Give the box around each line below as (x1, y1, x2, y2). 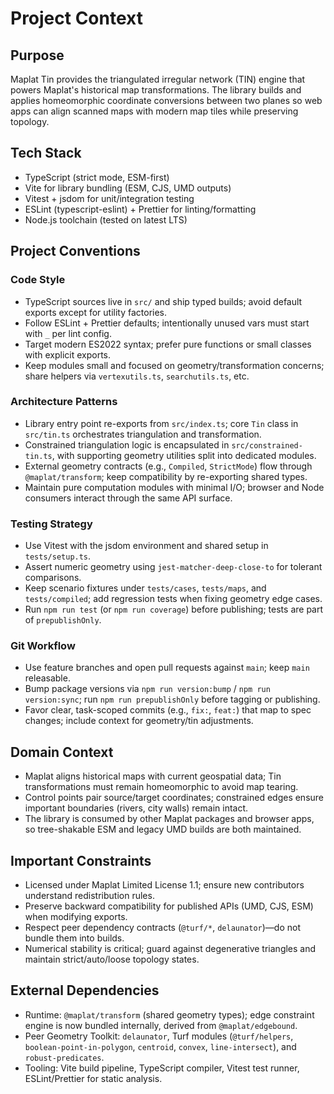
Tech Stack (10, 145, 82, 162)
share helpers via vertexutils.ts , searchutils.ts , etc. (24, 370, 250, 382)
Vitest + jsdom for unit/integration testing (24, 192, 195, 204)
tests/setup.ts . (24, 550, 92, 562)
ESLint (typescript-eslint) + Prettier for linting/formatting (24, 203, 257, 215)
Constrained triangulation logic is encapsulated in (24, 438, 230, 451)
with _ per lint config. (24, 327, 112, 339)
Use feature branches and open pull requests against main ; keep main (24, 662, 310, 674)
